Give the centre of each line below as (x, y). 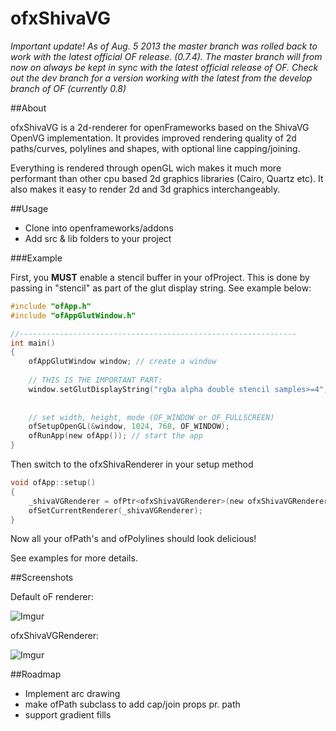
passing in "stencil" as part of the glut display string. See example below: (161, 288)
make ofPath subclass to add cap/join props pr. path (132, 704)
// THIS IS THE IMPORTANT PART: (95, 380)
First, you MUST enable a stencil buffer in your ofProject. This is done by (160, 277)
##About (28, 108)
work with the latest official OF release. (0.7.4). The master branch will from (166, 56)
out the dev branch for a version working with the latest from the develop (161, 78)
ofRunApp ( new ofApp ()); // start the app (115, 436)
